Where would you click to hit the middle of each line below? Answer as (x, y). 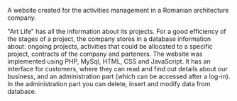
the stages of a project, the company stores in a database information (109, 39)
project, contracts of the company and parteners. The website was (105, 54)
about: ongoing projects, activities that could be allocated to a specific (110, 46)
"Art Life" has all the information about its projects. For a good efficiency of (117, 31)
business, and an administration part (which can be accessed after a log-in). (119, 76)
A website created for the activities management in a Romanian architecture (118, 10)
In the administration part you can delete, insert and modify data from (109, 84)
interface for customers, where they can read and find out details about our (118, 69)
